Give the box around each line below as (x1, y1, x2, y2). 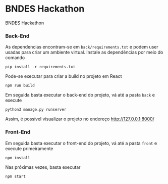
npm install (5, 155, 30, 160)
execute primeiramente (5, 145, 53, 152)
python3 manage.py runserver (5, 107, 67, 112)
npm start (5, 174, 26, 179)
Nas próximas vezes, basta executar (5, 164, 81, 170)
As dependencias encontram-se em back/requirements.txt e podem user (5, 44, 159, 50)
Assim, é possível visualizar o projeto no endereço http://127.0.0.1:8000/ (5, 116, 155, 122)
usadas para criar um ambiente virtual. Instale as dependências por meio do (5, 49, 163, 56)
